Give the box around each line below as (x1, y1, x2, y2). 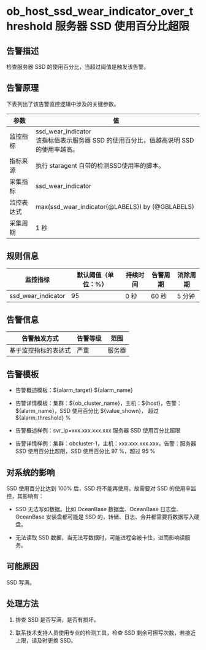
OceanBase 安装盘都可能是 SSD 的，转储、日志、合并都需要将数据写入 (15, 513, 194, 520)
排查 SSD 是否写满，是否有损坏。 (15, 616, 99, 623)
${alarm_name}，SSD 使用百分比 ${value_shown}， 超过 (15, 407, 159, 415)
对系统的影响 (6, 467, 55, 477)
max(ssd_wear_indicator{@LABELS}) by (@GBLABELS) (36, 202, 194, 211)
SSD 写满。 (6, 579, 36, 586)
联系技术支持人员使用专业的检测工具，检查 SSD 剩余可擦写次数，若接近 (15, 628, 196, 636)
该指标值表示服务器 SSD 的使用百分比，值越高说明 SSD (36, 136, 194, 144)
